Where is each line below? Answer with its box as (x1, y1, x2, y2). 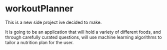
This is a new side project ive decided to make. (5, 19, 102, 25)
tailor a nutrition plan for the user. (5, 39, 74, 45)
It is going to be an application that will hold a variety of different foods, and (5, 29, 161, 35)
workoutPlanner (5, 3, 73, 14)
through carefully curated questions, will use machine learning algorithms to (5, 34, 162, 40)
